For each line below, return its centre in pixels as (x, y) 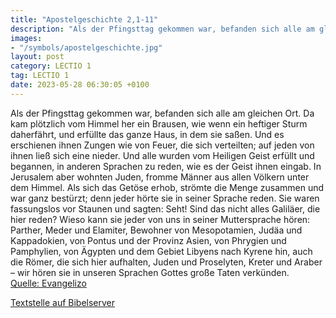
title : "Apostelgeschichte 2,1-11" (84, 19)
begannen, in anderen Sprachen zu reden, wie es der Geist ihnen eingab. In (166, 166)
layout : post (37, 57)
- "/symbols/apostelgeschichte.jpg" (86, 47)
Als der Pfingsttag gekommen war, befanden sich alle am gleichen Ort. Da (162, 113)
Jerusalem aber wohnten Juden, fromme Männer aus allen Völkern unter (160, 177)
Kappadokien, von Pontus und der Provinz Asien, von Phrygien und (148, 240)
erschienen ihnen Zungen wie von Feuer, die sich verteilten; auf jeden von (162, 145)
